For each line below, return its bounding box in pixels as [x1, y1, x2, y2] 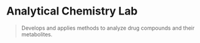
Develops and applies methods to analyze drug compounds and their [21, 24, 195, 31]
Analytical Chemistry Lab [6, 4, 138, 18]
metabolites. [21, 30, 53, 38]
